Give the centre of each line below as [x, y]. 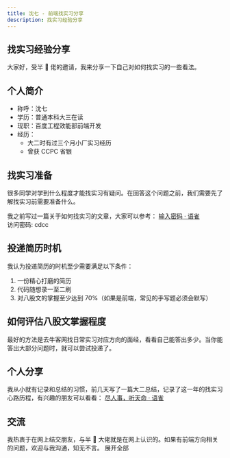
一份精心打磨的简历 [44, 280]
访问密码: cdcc [28, 224]
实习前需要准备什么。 [49, 201]
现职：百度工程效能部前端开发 [59, 126]
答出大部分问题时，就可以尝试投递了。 [61, 348]
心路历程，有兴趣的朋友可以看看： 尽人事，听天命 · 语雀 [86, 398]
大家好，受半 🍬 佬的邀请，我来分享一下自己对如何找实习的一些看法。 [104, 67]
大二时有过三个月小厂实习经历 [69, 143]
